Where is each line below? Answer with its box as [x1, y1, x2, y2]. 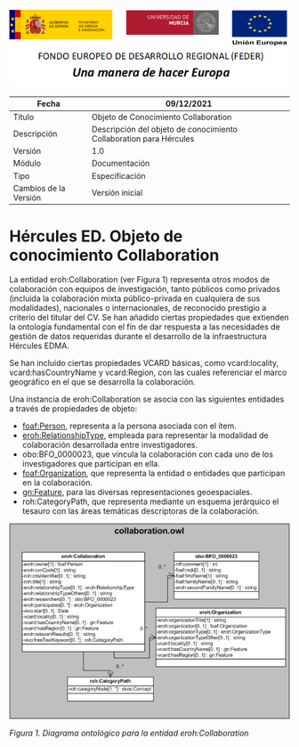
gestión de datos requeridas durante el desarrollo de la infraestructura [9, 331, 267, 342]
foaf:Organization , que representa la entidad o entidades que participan [21, 468, 286, 479]
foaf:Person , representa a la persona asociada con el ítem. [21, 420, 238, 432]
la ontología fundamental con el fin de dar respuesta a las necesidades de [9, 321, 280, 332]
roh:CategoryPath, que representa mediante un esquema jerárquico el [21, 496, 279, 507]
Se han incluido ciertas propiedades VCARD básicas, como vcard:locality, [9, 358, 279, 369]
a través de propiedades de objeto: [9, 403, 138, 414]
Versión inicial [92, 188, 143, 199]
